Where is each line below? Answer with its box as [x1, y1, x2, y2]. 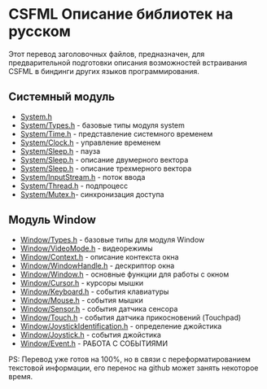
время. [8, 371, 33, 381]
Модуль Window [8, 213, 96, 227]
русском [8, 22, 72, 41]
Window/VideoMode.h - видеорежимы [20, 243, 153, 253]
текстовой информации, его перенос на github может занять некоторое [8, 363, 259, 373]
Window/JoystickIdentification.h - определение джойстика [20, 321, 222, 330]
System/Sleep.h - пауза [20, 146, 101, 155]
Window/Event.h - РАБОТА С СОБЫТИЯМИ [20, 339, 169, 348]
